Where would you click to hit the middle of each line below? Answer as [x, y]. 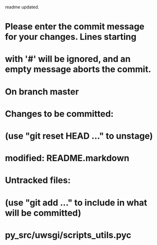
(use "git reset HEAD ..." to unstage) [79, 136]
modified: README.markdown [67, 158]
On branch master [42, 91]
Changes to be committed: [59, 114]
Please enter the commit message [75, 27]
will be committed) [43, 213]
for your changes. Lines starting [71, 37]
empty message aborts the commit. [78, 69]
